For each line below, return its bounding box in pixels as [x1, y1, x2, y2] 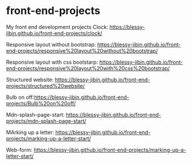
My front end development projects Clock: [6, 23, 109, 30]
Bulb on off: [6, 94, 35, 101]
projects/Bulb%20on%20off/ [6, 99, 76, 106]
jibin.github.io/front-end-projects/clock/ [6, 29, 103, 36]
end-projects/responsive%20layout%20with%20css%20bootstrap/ [6, 64, 170, 71]
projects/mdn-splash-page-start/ [6, 117, 87, 124]
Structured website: [6, 76, 54, 83]
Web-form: [6, 146, 33, 153]
